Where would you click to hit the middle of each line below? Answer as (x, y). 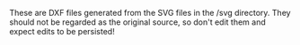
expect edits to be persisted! (62, 31)
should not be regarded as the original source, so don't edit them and (138, 22)
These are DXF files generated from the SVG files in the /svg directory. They (150, 13)
